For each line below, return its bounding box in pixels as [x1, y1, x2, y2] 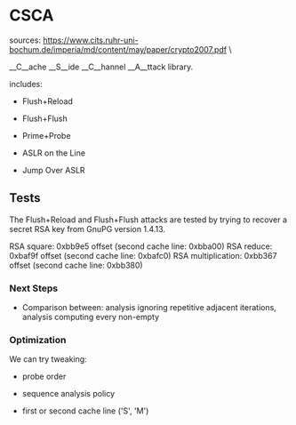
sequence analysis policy [21, 389, 116, 399]
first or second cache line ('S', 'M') [21, 405, 149, 416]
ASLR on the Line [21, 148, 86, 158]
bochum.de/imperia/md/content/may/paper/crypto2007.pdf [9, 44, 228, 54]
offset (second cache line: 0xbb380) [9, 260, 144, 270]
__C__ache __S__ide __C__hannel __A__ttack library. [9, 61, 194, 72]
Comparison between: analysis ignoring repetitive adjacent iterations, [21, 302, 277, 313]
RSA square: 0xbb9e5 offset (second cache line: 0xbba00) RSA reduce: [9, 241, 273, 252]
